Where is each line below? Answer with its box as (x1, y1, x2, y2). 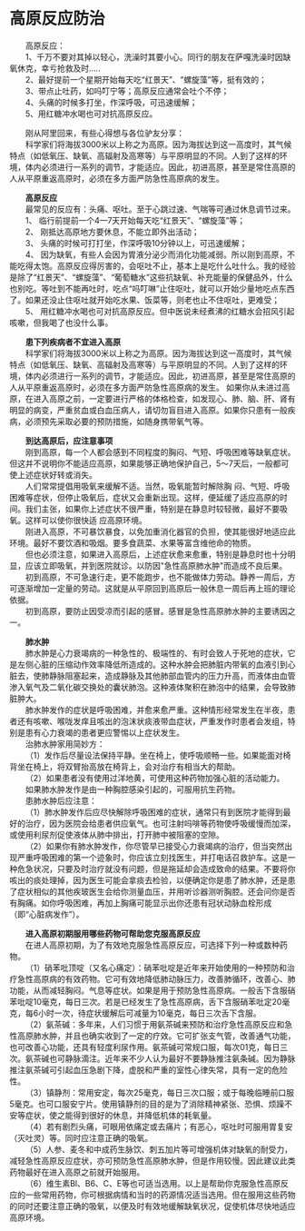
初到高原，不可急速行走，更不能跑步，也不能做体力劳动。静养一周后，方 (25, 571, 296, 582)
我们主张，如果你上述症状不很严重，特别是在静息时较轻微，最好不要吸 (25, 503, 288, 514)
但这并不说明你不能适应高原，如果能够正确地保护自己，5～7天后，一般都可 (9, 458, 290, 469)
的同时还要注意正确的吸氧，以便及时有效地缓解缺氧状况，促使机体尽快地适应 (9, 1200, 296, 1211)
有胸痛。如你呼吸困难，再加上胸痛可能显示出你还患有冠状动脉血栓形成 (9, 897, 272, 908)
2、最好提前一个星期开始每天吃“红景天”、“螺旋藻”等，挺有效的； (25, 74, 268, 84)
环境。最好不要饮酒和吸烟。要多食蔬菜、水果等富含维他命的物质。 (9, 537, 256, 548)
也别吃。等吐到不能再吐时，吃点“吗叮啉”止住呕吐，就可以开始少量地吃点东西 (9, 283, 295, 293)
